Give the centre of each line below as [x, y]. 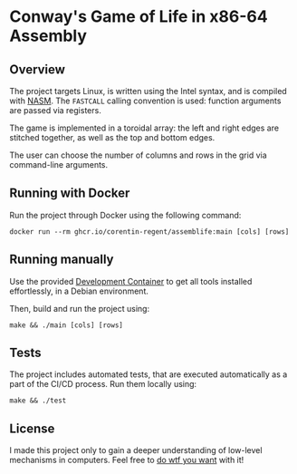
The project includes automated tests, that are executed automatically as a [148, 374]
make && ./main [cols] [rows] [67, 325]
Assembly [48, 36]
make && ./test [38, 401]
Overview [38, 69]
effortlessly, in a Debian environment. [79, 291]
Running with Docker [70, 193]
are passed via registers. [55, 110]
